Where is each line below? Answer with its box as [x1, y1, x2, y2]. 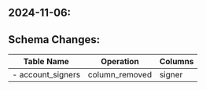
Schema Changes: [8, 33, 101, 46]
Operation [101, 56, 139, 67]
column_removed [87, 70, 152, 81]
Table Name [23, 56, 69, 67]
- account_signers [12, 70, 81, 81]
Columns [159, 56, 194, 67]
